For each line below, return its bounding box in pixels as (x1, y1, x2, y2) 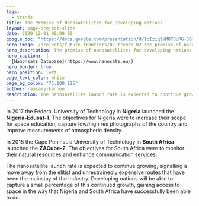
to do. (6, 194, 21, 201)
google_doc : (6, 36, 36, 42)
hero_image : (6, 42, 36, 48)
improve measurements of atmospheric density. (6, 126, 123, 134)
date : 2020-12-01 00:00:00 (6, 31, 73, 37)
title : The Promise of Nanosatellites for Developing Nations (6, 20, 163, 26)
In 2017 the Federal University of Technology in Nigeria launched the (6, 107, 174, 115)
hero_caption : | (6, 53, 49, 59)
